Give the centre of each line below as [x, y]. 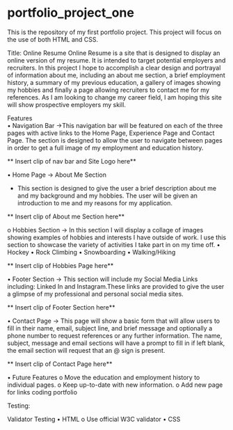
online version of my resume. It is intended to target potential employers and [116, 60]
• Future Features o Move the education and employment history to [104, 377]
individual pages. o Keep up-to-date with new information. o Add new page [115, 385]
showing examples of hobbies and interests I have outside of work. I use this [117, 237]
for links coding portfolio [42, 392]
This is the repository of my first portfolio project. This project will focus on [114, 32]
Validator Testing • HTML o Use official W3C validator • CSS [94, 419]
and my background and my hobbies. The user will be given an [107, 196]
